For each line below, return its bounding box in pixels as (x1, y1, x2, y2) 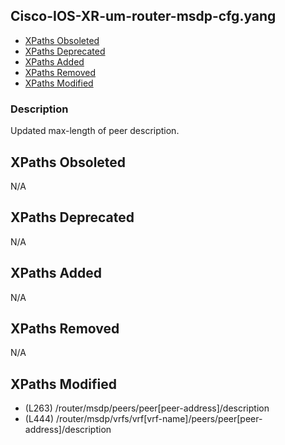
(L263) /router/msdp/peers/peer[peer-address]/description (24, 402, 270, 414)
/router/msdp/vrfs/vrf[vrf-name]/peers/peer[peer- (55, 413, 263, 425)
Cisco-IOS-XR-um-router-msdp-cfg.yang (10, 8, 277, 25)
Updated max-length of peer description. (10, 125, 180, 137)
